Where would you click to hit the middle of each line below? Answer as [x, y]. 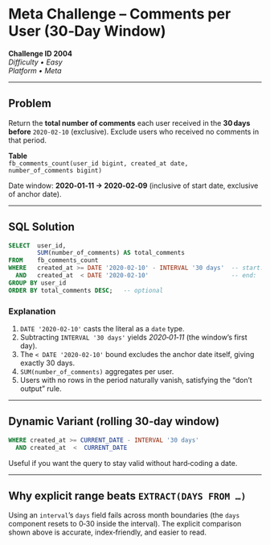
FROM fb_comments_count [53, 260]
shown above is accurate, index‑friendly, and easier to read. [108, 532]
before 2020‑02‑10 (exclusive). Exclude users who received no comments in [134, 131]
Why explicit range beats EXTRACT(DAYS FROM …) [127, 495]
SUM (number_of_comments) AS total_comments [111, 253]
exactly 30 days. [47, 363]
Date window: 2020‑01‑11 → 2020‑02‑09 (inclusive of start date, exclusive [133, 185]
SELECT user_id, [37, 245]
